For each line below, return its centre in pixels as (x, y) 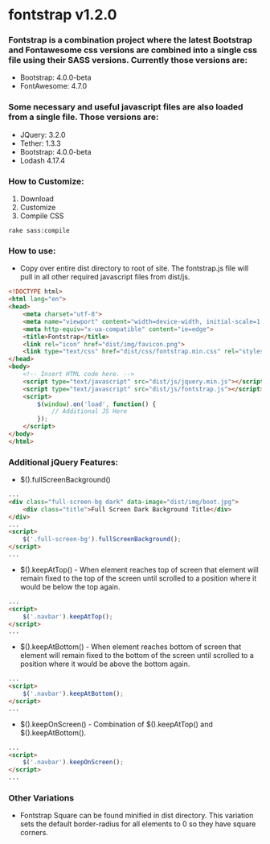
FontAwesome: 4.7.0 (53, 86)
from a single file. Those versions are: (84, 117)
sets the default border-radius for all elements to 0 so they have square (138, 824)
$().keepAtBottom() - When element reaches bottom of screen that (131, 647)
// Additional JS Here (89, 412)
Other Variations (41, 797)
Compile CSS (42, 216)
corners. (34, 833)
